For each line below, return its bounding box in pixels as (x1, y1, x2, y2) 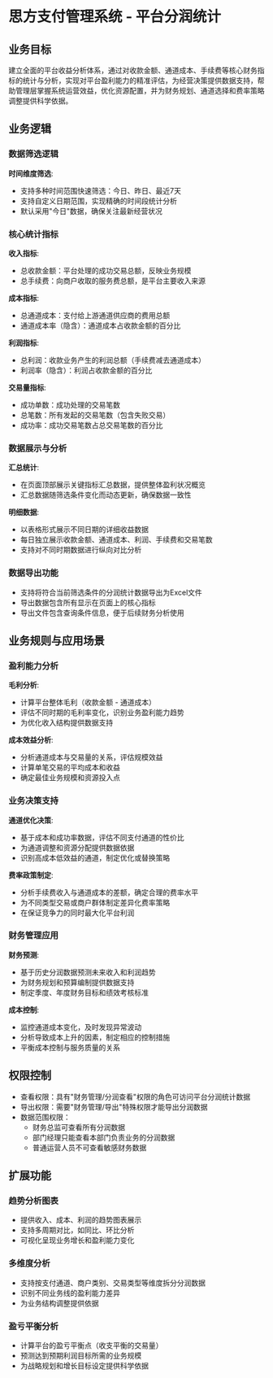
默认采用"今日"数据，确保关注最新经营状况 (19, 206, 162, 216)
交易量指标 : (8, 382, 47, 392)
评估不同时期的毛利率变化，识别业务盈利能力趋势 (19, 708, 184, 717)
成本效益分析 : (8, 735, 54, 745)
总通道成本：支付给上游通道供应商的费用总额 (19, 310, 171, 320)
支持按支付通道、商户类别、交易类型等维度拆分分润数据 (19, 1278, 206, 1288)
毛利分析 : (8, 680, 40, 690)
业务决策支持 (8, 795, 59, 806)
